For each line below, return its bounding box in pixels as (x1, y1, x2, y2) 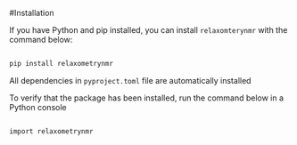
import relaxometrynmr (9, 126, 94, 136)
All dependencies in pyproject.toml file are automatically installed (9, 75, 252, 85)
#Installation (9, 8, 55, 18)
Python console (9, 101, 67, 112)
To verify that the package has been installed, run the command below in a (9, 93, 284, 103)
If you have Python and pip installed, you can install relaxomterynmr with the (9, 25, 288, 35)
